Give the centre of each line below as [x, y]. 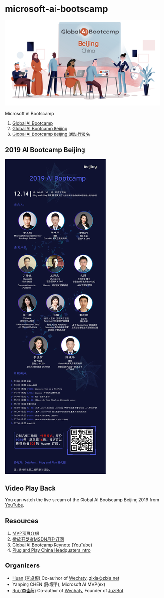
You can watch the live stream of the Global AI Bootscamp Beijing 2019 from [82, 500]
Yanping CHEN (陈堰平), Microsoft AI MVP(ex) [59, 584]
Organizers [23, 566]
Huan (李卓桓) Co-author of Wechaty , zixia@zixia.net [66, 578]
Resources [22, 521]
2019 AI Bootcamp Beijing [45, 149]
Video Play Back [30, 488]
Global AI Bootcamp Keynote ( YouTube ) [52, 545]
